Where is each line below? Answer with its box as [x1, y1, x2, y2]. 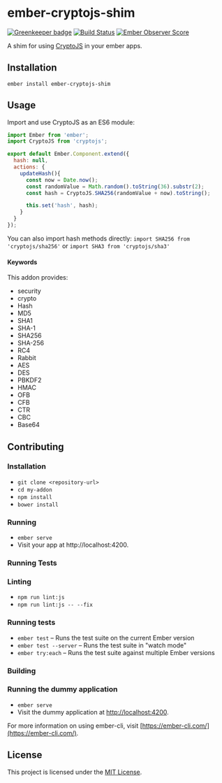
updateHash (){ [20, 170, 61, 177]
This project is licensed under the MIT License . [7, 768, 142, 776]
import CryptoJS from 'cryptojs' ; [7, 138, 108, 145]
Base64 [17, 421, 40, 429]
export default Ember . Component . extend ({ [7, 150, 130, 158]
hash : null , [13, 157, 49, 164]
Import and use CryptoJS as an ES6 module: [7, 117, 135, 127]
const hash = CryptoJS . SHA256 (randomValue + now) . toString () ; [25, 189, 211, 196]
